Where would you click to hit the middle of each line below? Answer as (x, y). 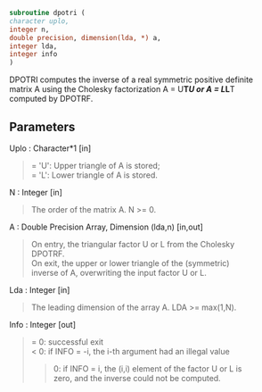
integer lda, (33, 46)
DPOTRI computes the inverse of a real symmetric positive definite (131, 79)
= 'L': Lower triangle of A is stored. (94, 175)
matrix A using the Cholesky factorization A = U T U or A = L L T (122, 89)
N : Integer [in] (36, 192)
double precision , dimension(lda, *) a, (86, 38)
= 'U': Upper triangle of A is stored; (95, 165)
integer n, (29, 29)
